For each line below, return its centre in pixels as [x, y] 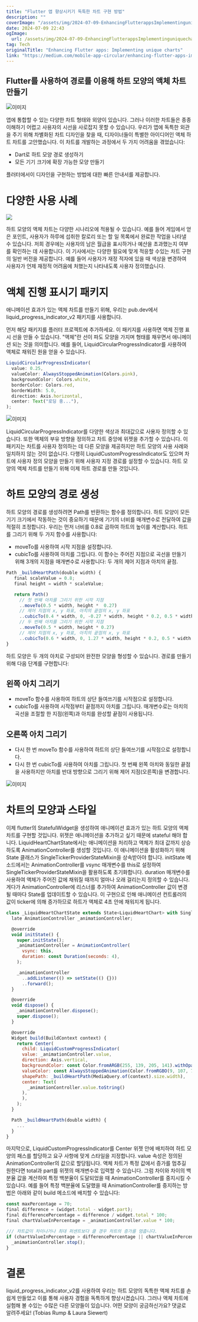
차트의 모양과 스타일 [52, 811]
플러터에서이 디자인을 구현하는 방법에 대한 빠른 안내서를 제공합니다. [83, 174]
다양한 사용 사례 [42, 201]
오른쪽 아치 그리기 [37, 734]
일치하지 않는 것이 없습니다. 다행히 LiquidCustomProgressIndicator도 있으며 [95, 454]
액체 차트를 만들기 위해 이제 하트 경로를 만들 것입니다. [78, 469]
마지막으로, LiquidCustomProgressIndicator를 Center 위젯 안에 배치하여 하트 [96, 1149]
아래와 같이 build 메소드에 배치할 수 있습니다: [68, 1193]
